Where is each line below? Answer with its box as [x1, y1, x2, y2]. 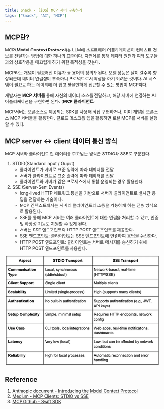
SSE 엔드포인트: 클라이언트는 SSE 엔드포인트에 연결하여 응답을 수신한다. [19, 233, 158, 239]
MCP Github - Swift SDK [12, 399, 61, 405]
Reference [5, 375, 38, 383]
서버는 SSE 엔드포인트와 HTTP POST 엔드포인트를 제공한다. [19, 227, 135, 233]
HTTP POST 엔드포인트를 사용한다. [19, 245, 87, 251]
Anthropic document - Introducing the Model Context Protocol [12, 388, 138, 394]
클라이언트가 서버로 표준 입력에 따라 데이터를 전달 [19, 167, 114, 173]
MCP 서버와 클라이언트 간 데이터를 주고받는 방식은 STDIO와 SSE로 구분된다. [5, 151, 151, 157]
